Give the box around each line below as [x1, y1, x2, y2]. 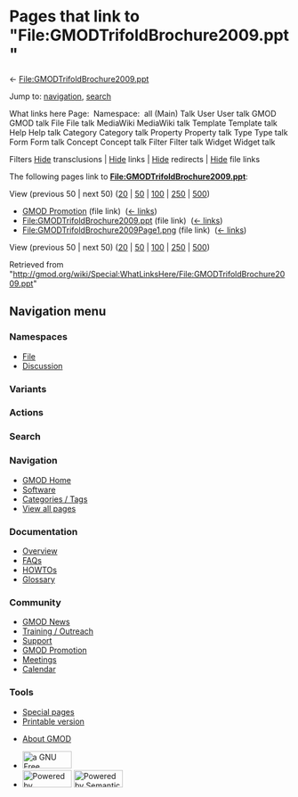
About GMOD [21, 733, 72, 744]
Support [21, 636, 52, 646]
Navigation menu [9, 304, 107, 319]
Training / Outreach [21, 626, 94, 637]
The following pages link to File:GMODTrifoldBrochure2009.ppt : [9, 171, 249, 182]
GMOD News [21, 617, 70, 628]
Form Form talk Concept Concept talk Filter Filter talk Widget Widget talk [9, 136, 276, 147]
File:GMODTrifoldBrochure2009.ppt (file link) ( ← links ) [21, 215, 223, 226]
